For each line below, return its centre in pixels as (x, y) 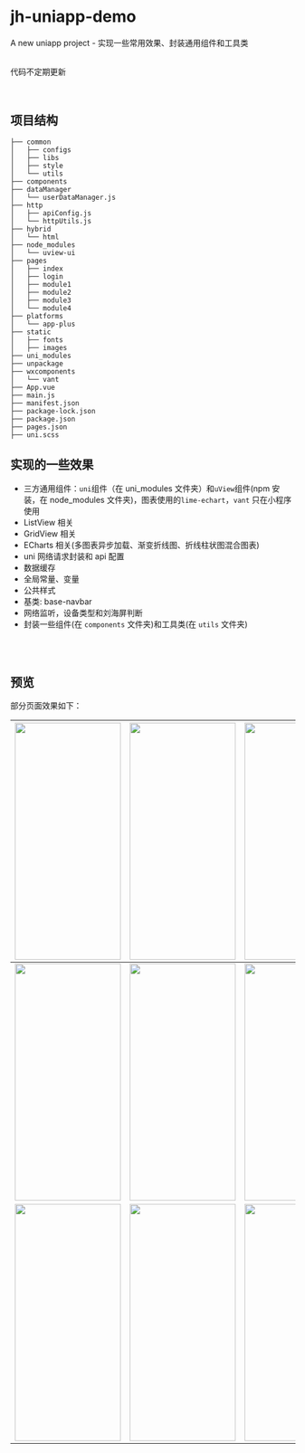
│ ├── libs (35, 157)
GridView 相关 (49, 533)
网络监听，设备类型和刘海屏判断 (83, 613)
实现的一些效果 (52, 465)
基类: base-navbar (58, 601)
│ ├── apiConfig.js (51, 213)
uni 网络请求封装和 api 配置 (74, 556)
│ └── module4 (41, 308)
